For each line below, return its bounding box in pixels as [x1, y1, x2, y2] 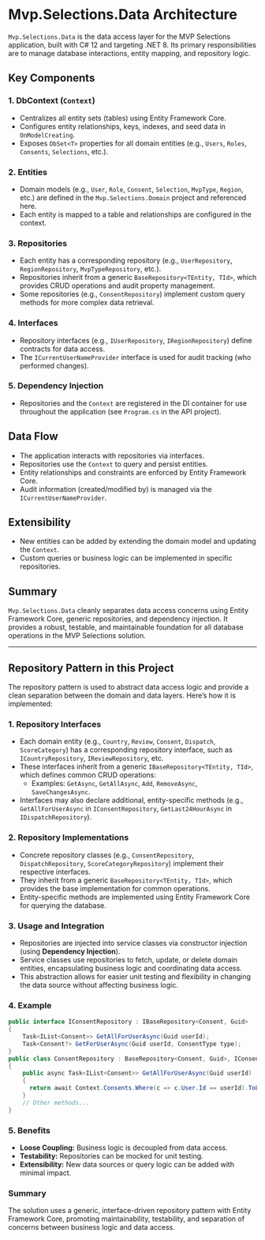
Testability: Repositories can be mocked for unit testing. [19, 1151, 203, 1160]
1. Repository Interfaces [8, 718, 102, 729]
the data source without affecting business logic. [19, 980, 179, 989]
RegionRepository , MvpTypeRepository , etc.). [19, 264, 162, 274]
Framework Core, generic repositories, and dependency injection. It [8, 614, 228, 624]
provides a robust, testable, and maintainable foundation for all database [8, 622, 244, 632]
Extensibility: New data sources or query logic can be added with [19, 1159, 235, 1169]
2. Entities [8, 166, 48, 177]
